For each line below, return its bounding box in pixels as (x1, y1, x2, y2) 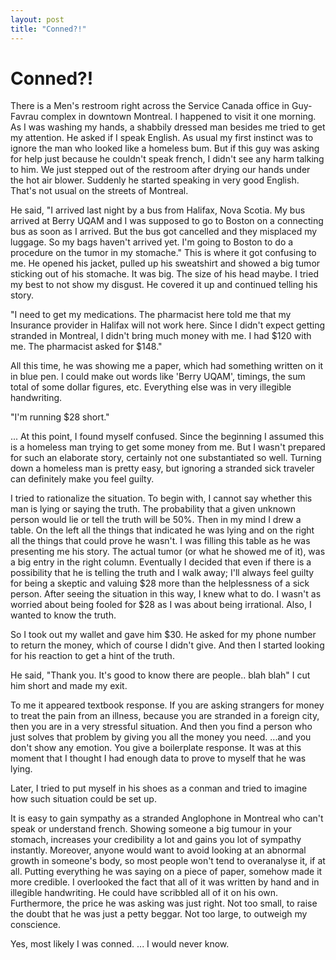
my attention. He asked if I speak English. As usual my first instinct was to (10, 132, 314, 144)
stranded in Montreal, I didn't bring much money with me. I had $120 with (10, 330, 312, 342)
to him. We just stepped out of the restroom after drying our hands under (10, 164, 311, 176)
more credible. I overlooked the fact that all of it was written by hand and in (10, 876, 320, 888)
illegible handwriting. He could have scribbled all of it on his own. (10, 887, 279, 899)
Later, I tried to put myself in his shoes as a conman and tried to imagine (10, 782, 308, 795)
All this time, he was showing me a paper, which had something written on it (10, 360, 324, 372)
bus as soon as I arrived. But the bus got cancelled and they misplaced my (10, 226, 318, 238)
